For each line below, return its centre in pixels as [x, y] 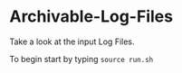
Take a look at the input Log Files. [72, 41]
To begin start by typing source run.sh [81, 59]
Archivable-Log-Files [91, 17]
